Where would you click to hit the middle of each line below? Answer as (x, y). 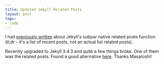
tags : (11, 18)
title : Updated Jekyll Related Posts (44, 9)
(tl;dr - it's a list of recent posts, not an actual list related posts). (69, 42)
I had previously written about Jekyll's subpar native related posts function (80, 37)
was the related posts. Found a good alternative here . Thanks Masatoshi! (79, 57)
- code (12, 23)
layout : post (18, 14)
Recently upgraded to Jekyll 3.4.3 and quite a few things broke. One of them (82, 51)
